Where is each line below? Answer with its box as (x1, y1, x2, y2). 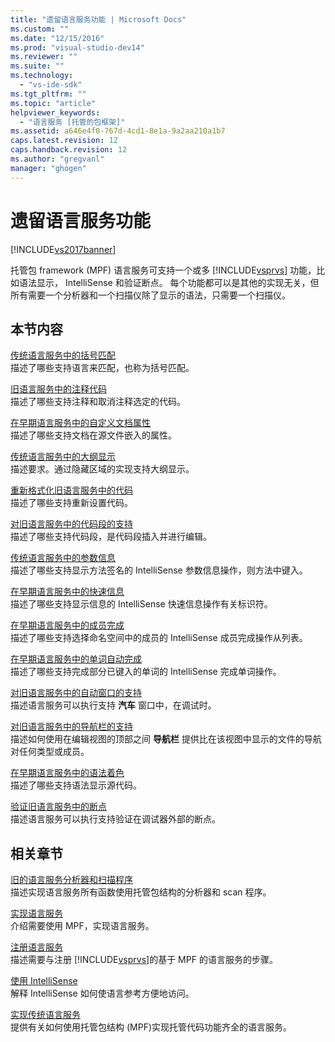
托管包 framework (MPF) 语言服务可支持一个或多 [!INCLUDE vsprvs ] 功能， (10, 264, 317, 276)
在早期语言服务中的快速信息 (10, 586, 125, 598)
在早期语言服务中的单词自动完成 (10, 653, 142, 665)
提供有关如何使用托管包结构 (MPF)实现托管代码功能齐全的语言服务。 (10, 1021, 293, 1033)
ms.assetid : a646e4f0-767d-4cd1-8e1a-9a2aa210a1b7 (10, 126, 226, 136)
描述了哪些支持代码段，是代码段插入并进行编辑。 (10, 531, 212, 543)
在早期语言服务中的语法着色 (10, 767, 125, 779)
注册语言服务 (10, 941, 63, 953)
